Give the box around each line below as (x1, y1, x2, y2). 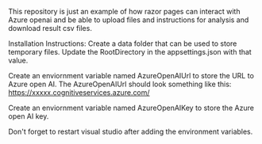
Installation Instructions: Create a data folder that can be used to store (8, 39, 237, 48)
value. (8, 55, 29, 65)
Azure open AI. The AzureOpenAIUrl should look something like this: (8, 79, 232, 89)
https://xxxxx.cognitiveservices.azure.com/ (8, 88, 150, 97)
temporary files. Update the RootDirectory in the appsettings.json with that (8, 47, 252, 56)
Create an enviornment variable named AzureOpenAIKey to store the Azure (8, 103, 254, 112)
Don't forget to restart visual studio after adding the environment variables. (8, 127, 253, 136)
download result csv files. (8, 24, 93, 32)
